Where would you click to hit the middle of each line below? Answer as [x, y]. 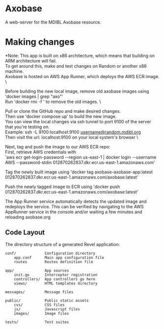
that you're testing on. [27, 127]
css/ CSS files [39, 305]
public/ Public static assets [47, 301]
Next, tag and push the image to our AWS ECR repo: [58, 147]
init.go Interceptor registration [56, 275]
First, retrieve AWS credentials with [41, 152]
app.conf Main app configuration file [59, 258]
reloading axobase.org [28, 217]
